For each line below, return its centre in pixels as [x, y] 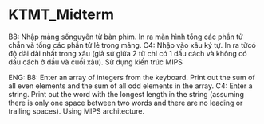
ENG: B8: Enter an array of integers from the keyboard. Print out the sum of [132, 77]
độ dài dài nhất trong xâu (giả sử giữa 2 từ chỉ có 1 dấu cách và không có [128, 53]
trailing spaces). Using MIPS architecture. [77, 111]
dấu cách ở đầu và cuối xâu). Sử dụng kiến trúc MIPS [96, 62]
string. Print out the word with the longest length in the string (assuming [126, 94]
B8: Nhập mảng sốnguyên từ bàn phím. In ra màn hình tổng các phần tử [126, 37]
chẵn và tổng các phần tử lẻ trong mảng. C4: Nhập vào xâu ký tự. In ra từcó [132, 45]
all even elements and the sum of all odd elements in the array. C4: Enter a [130, 86]
